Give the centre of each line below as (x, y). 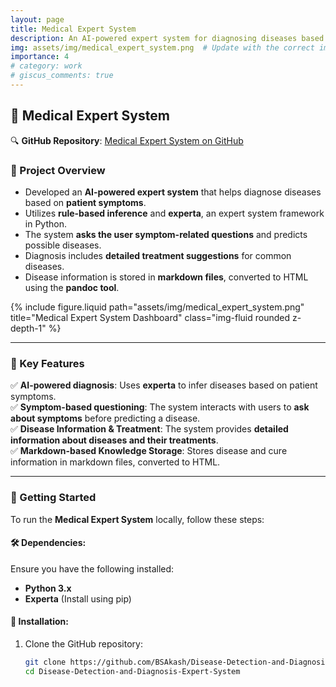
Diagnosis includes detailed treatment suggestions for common (158, 255)
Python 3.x (48, 588)
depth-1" (28, 328)
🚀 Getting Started (53, 498)
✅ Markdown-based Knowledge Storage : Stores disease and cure (149, 451)
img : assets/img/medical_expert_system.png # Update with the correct (162, 47)
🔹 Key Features (47, 363)
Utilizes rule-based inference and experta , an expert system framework (174, 213)
